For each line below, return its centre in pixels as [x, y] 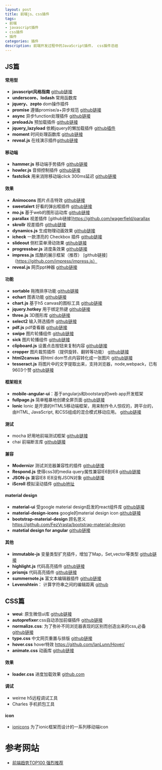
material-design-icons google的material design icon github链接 [76, 513]
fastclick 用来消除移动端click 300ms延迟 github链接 [64, 176]
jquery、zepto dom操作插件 [40, 104]
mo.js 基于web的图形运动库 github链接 [51, 212]
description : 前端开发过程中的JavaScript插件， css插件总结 [62, 46]
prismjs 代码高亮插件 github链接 [44, 572]
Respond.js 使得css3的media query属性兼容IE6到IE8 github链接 [76, 472]
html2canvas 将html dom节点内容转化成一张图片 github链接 [72, 358]
